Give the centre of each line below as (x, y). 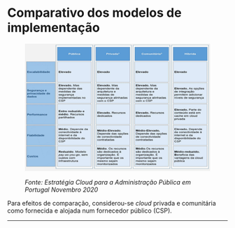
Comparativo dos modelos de (94, 13)
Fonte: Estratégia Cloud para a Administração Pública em (108, 182)
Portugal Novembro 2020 (62, 190)
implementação (54, 28)
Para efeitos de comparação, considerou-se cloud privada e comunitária (112, 203)
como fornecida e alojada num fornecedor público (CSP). (90, 211)
